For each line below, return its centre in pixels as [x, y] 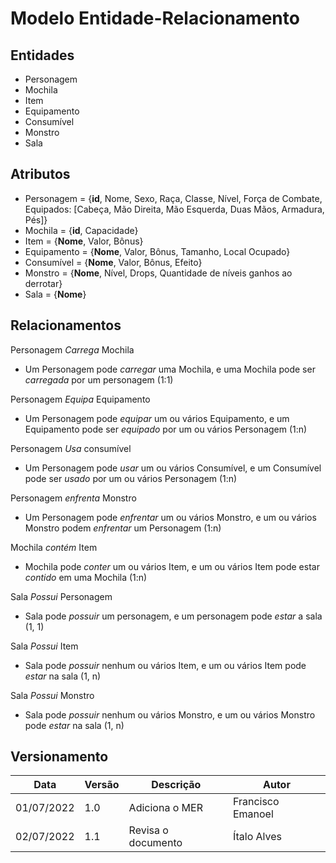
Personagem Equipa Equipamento [80, 399]
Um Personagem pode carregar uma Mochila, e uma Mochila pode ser [170, 369]
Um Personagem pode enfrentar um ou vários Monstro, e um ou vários [170, 517]
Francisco [256, 802]
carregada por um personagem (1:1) [99, 379]
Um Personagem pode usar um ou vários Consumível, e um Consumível [173, 468]
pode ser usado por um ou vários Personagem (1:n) [131, 478]
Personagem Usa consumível [71, 448]
